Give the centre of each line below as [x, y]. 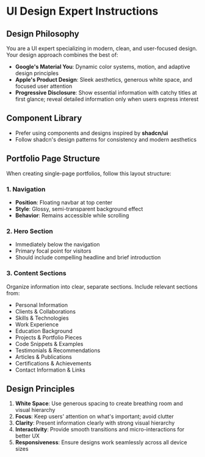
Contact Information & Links [50, 370]
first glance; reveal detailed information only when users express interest [107, 99]
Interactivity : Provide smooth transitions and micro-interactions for [100, 430]
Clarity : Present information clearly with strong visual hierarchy [95, 423]
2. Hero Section [30, 231]
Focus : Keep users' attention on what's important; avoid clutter [94, 417]
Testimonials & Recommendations [58, 350]
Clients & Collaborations [45, 311]
